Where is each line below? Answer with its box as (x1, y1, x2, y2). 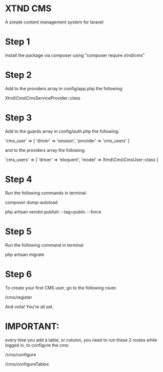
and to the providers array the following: (5, 147, 86, 153)
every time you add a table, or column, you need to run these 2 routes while (5, 337, 158, 343)
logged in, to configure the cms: (5, 342, 69, 348)
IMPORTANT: (5, 321, 60, 332)
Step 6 (5, 269, 32, 280)
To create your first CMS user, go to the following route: (5, 285, 117, 290)
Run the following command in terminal (5, 242, 84, 248)
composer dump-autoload (5, 199, 58, 205)
